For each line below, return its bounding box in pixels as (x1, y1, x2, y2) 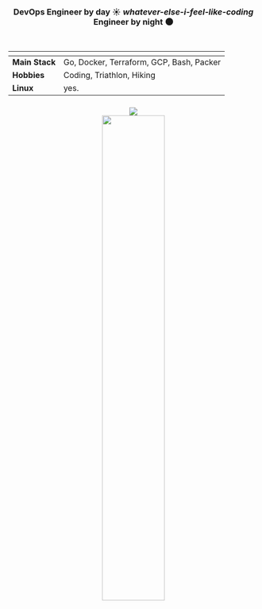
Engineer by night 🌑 (93, 16, 174, 27)
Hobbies (12, 70, 45, 81)
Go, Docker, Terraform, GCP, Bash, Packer (63, 57, 222, 68)
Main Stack (12, 57, 56, 68)
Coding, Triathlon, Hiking (63, 70, 156, 81)
